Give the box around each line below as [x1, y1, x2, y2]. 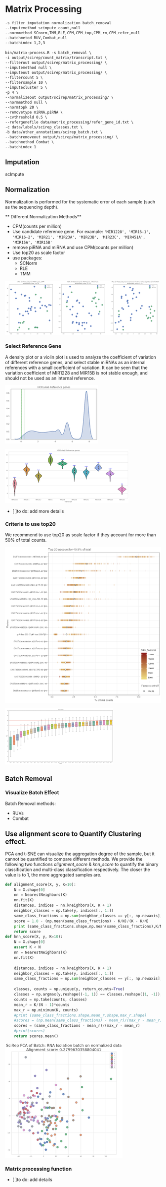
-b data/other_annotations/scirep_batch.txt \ [5, 129, 103, 134]
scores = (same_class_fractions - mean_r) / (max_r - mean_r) [14, 1023, 140, 1028]
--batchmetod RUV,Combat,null [5, 35, 68, 40]
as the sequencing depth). [5, 204, 59, 210]
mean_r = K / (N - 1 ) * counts [14, 1002, 70, 1007]
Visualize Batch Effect [5, 789, 59, 796]
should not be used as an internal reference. [5, 375, 95, 381]
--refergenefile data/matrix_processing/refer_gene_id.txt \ [5, 120, 134, 125]
